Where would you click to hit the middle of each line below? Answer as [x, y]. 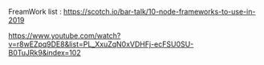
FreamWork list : [35, 12]
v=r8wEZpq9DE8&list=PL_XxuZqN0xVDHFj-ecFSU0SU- [101, 44]
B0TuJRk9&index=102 [45, 53]
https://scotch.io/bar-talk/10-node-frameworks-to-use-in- [159, 12]
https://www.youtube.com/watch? [65, 36]
